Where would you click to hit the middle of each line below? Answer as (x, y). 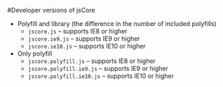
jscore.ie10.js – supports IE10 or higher (87, 46)
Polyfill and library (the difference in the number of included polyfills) (117, 24)
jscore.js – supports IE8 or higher (77, 31)
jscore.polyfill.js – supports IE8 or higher (92, 61)
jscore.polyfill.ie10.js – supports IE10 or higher (101, 76)
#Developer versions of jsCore (52, 10)
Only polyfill (35, 53)
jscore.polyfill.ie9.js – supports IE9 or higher (98, 68)
